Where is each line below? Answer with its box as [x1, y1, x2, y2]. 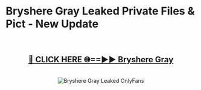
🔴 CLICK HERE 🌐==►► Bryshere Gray [28, 54, 174, 65]
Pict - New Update [5, 17, 99, 31]
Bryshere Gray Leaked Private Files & [5, 4, 195, 18]
